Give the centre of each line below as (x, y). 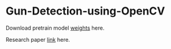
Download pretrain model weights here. (55, 28)
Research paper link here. (38, 39)
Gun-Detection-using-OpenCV (85, 11)
